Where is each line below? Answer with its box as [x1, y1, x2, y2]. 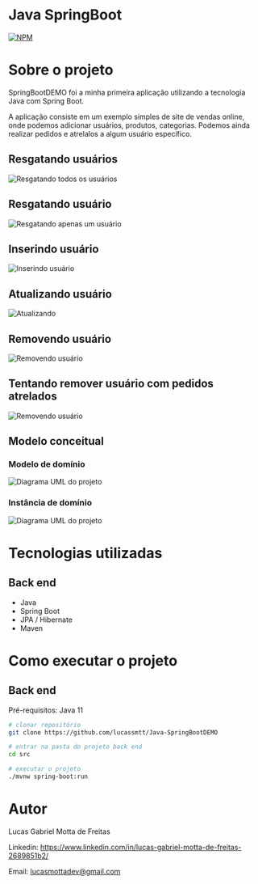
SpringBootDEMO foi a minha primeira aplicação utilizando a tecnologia [8, 87, 246, 97]
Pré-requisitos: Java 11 [8, 705, 83, 715]
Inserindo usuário [8, 242, 99, 256]
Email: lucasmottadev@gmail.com [8, 866, 121, 876]
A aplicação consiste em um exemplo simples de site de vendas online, [8, 112, 245, 121]
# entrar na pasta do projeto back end [8, 742, 143, 751]
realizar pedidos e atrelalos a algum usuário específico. [8, 129, 192, 138]
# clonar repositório [8, 721, 81, 729]
